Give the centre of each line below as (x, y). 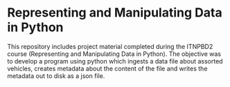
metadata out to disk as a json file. (56, 76)
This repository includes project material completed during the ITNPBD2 (110, 46)
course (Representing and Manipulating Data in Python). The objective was (114, 54)
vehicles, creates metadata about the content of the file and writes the (107, 68)
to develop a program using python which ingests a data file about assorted (115, 61)
